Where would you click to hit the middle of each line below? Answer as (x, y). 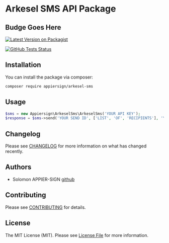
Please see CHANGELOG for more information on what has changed (76, 146)
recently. (14, 151)
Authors (18, 167)
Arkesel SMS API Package (61, 9)
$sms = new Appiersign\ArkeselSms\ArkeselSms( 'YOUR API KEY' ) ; (73, 114)
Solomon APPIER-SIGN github (44, 179)
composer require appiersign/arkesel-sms (49, 86)
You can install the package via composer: (49, 77)
